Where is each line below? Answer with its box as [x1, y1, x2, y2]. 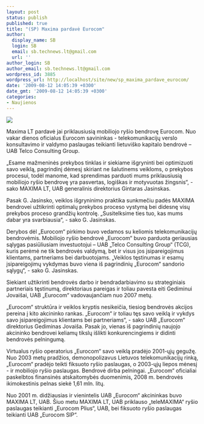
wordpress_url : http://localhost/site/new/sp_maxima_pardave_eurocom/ [6, 77, 189, 83]
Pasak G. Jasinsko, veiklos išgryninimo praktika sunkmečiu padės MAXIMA [6, 196, 195, 204]
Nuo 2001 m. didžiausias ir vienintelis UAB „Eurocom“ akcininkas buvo [6, 391, 182, 399]
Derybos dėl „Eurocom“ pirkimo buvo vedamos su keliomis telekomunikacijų [6, 228, 197, 235]
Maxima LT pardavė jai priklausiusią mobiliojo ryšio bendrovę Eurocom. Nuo [6, 127, 196, 135]
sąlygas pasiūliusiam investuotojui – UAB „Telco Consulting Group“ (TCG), [6, 241, 191, 248]
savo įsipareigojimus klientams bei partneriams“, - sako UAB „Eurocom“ [6, 316, 186, 323]
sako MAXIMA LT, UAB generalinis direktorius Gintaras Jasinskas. [6, 185, 171, 192]
